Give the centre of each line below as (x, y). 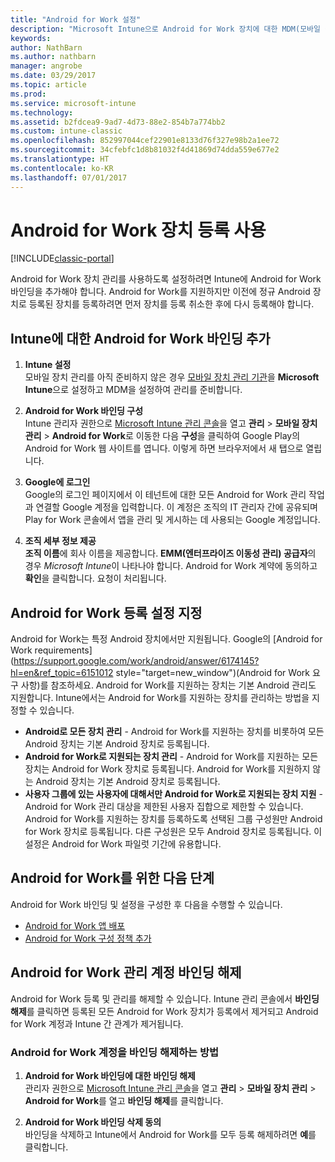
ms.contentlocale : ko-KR (62, 168)
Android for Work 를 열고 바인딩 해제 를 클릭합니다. (124, 1100)
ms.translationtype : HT (60, 159)
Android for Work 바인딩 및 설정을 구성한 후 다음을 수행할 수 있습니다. (146, 904)
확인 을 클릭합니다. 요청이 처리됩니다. (95, 578)
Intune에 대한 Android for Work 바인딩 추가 (140, 338)
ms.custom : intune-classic (66, 131)
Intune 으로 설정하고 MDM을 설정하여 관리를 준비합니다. (133, 390)
